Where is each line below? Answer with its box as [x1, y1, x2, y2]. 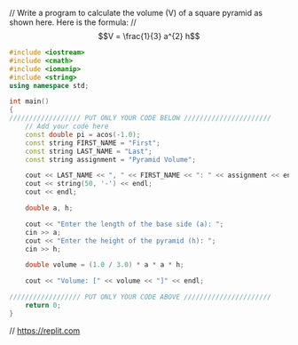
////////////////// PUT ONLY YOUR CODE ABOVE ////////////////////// [9, 293, 272, 301]
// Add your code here [25, 122, 109, 131]
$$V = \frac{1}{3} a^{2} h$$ [98, 31, 200, 41]
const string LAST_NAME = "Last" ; [25, 147, 153, 156]
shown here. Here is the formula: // [9, 17, 137, 28]
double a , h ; [25, 204, 74, 213]
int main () [9, 97, 50, 106]
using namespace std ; [9, 81, 90, 90]
